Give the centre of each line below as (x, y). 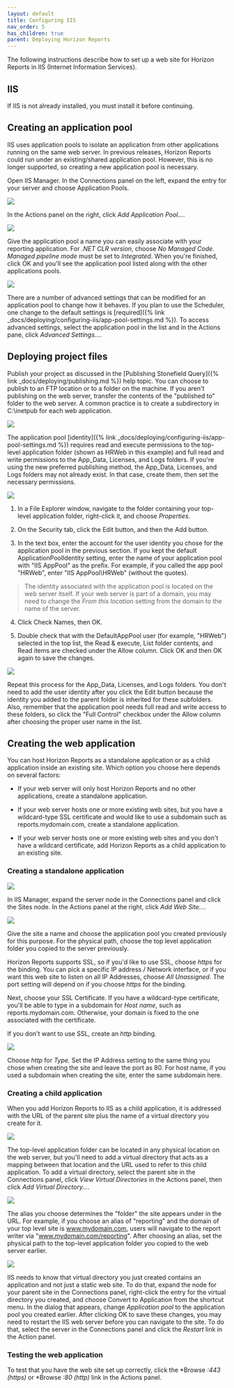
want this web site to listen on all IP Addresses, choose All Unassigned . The (116, 976)
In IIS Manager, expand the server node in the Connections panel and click (114, 899)
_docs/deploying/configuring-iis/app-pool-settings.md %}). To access (108, 319)
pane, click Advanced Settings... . (55, 334)
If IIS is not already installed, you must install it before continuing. (101, 106)
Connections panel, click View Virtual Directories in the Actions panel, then (115, 1179)
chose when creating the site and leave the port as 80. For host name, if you (117, 1067)
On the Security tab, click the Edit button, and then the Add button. (113, 529)
